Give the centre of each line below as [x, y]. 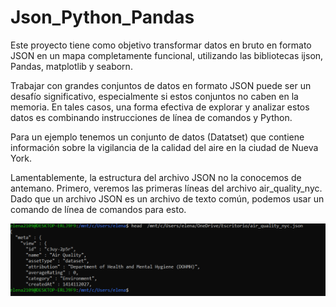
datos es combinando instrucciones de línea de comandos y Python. [151, 117]
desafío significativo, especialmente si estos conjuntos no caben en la [154, 96]
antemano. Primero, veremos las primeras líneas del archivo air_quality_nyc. [166, 188]
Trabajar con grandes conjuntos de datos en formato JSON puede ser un [161, 85]
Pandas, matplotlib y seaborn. [71, 66]
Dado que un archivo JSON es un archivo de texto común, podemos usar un [167, 198]
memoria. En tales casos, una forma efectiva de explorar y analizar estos [160, 107]
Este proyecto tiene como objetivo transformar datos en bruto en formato [161, 45]
